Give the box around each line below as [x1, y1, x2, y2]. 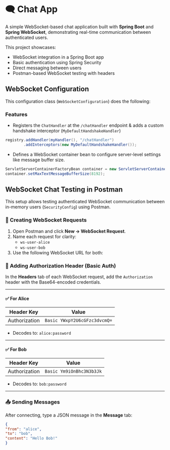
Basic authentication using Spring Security [12, 59, 102, 65]
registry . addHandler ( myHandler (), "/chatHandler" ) [5, 138, 114, 143]
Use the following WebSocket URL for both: [12, 249, 104, 255]
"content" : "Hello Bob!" [5, 436, 58, 441]
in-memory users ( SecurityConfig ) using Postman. [5, 204, 111, 210]
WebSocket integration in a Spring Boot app [12, 54, 104, 60]
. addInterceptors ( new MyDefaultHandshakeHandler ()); [23, 142, 137, 147]
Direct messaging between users [12, 65, 82, 71]
